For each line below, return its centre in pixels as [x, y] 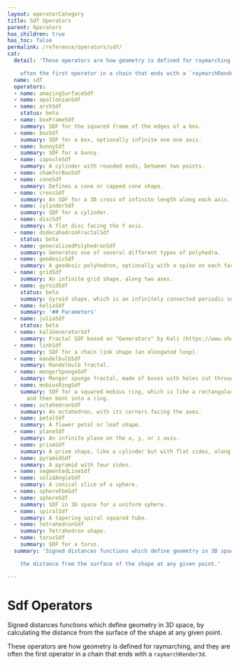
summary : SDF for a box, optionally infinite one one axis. [111, 140]
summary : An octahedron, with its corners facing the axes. [111, 412]
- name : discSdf [38, 219]
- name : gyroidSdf [41, 285]
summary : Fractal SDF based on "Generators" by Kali [100, 339]
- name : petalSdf [39, 418]
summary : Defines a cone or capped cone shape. [92, 186]
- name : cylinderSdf [44, 206]
